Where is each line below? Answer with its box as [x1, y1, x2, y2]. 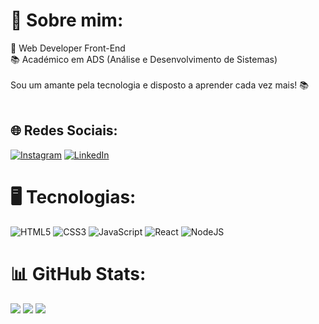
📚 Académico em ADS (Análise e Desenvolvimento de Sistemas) [10, 53, 278, 65]
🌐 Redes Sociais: [10, 122, 118, 139]
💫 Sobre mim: [10, 9, 124, 32]
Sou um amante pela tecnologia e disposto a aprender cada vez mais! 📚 [10, 79, 310, 91]
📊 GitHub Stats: [10, 262, 147, 285]
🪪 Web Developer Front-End [10, 42, 126, 54]
